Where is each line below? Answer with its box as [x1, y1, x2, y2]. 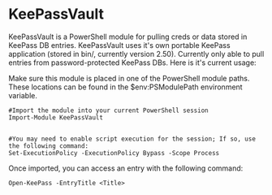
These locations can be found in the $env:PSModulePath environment [8, 82, 243, 92]
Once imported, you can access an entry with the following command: [8, 163, 244, 173]
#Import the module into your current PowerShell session [8, 106, 209, 115]
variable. [8, 90, 38, 100]
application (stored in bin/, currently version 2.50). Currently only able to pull [8, 49, 265, 58]
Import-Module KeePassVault [8, 113, 104, 122]
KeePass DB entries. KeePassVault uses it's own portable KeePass [8, 40, 231, 50]
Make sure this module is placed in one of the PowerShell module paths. [8, 73, 250, 83]
